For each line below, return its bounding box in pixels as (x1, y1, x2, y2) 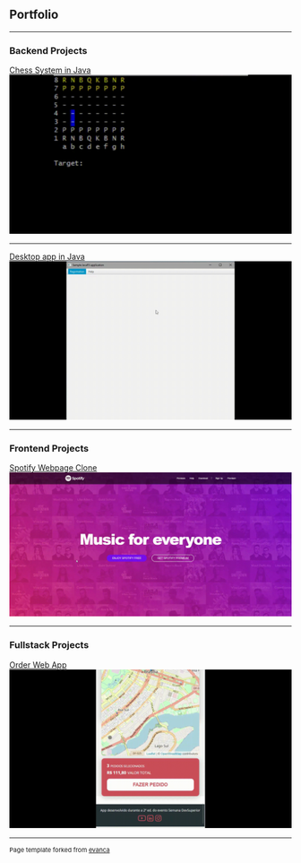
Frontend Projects (9, 443, 90, 455)
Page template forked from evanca (9, 846, 110, 855)
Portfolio (9, 7, 59, 22)
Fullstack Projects (9, 639, 90, 652)
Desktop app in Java (9, 251, 85, 262)
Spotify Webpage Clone (9, 462, 98, 473)
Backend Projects (9, 44, 88, 56)
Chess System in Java (9, 65, 91, 75)
